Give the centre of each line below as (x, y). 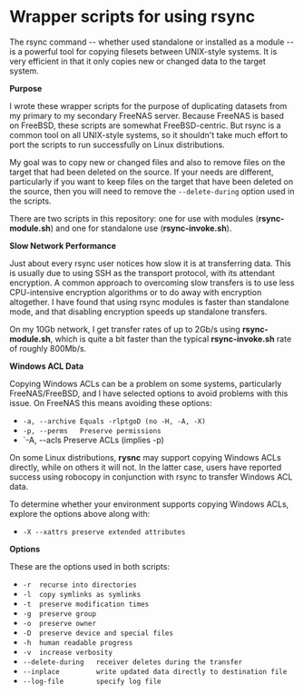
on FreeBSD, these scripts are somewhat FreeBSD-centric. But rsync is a (145, 125)
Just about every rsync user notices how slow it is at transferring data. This (151, 263)
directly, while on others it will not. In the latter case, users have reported (146, 467)
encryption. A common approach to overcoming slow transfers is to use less (152, 283)
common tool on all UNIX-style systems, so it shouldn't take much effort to (149, 134)
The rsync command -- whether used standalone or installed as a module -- (152, 42)
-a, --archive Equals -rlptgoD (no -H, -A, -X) (114, 421)
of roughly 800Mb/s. (48, 348)
